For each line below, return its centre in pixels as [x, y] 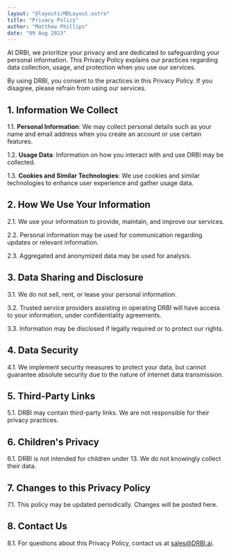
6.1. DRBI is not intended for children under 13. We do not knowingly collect [114, 459]
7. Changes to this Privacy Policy [79, 488]
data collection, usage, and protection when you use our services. [102, 67]
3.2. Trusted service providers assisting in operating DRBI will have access [114, 308]
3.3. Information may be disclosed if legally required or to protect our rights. [115, 328]
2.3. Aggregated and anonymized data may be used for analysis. [100, 256]
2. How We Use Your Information [79, 205]
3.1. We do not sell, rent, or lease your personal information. [92, 294]
